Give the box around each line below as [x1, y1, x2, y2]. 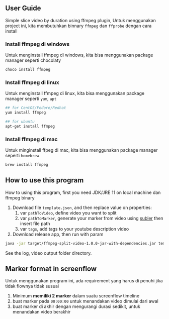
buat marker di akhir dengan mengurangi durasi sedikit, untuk [12, 303, 141, 309]
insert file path [20, 221, 50, 227]
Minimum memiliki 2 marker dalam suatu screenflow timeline [12, 293, 140, 299]
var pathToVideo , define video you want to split [20, 209, 117, 216]
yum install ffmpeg [5, 110, 46, 115]
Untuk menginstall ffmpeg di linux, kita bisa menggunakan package [5, 90, 145, 96]
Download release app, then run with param [12, 231, 104, 237]
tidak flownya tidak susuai [5, 283, 59, 289]
